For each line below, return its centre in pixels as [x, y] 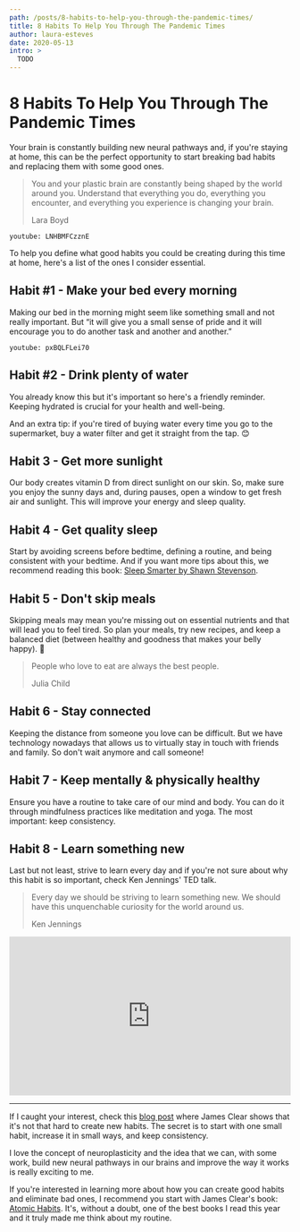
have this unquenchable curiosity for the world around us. [137, 907]
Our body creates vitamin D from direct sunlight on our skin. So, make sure [147, 483]
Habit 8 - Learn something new [97, 849]
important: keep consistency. [62, 821]
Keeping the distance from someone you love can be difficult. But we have [146, 733]
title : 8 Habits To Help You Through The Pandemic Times [117, 26]
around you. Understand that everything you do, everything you [148, 192]
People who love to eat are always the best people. [125, 666]
